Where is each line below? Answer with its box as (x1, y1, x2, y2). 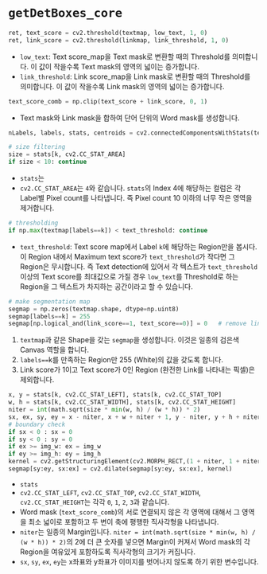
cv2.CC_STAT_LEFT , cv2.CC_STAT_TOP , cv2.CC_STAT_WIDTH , (19, 487, 201, 497)
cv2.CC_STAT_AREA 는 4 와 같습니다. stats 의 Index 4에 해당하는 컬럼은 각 (19, 183, 242, 193)
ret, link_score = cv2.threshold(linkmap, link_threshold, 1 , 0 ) (8, 36, 229, 45)
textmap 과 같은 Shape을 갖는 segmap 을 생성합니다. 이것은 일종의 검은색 (19, 335, 240, 345)
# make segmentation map (8, 297, 91, 306)
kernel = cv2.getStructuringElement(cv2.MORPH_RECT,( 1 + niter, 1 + (8, 458, 240, 466)
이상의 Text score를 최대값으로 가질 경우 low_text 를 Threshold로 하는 (19, 271, 239, 281)
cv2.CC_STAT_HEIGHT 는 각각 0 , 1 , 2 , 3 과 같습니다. (19, 497, 170, 506)
